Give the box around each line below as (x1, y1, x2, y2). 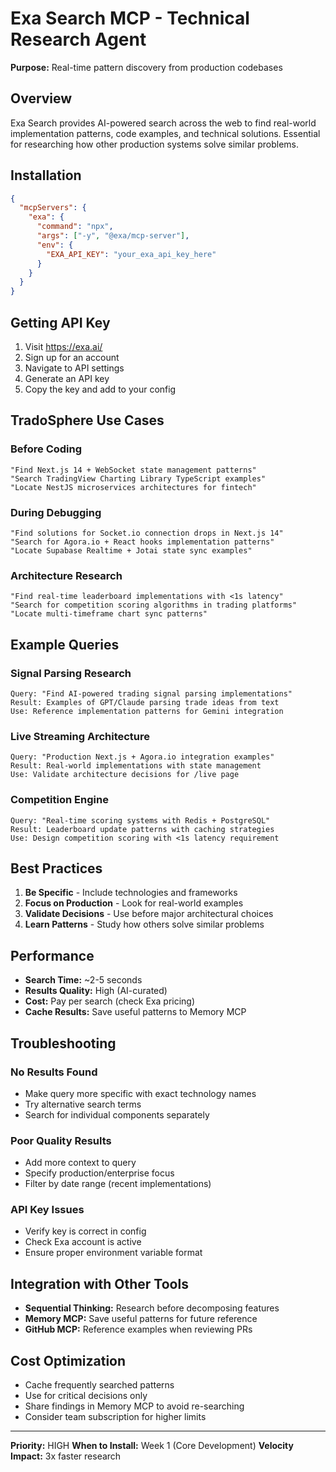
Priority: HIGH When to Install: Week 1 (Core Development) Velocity (10, 1440, 294, 1452)
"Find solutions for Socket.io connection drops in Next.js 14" (10, 528, 284, 538)
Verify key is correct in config (24, 1225, 147, 1237)
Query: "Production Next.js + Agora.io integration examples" (10, 752, 275, 762)
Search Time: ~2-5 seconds (24, 974, 143, 986)
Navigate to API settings (24, 362, 125, 374)
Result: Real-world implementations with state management (10, 761, 262, 771)
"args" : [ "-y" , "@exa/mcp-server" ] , (36, 231, 190, 241)
